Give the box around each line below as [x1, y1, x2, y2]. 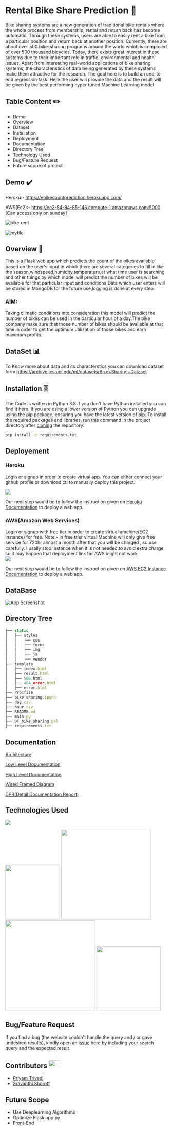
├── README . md [5, 709, 36, 714]
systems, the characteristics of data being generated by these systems [5, 65, 156, 71]
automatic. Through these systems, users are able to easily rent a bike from [5, 32, 165, 39]
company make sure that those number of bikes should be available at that [5, 321, 163, 327]
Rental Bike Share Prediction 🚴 [5, 5, 137, 16]
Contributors [5, 1061, 48, 1070]
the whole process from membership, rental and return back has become [5, 27, 160, 33]
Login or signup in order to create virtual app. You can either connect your [5, 474, 162, 480]
